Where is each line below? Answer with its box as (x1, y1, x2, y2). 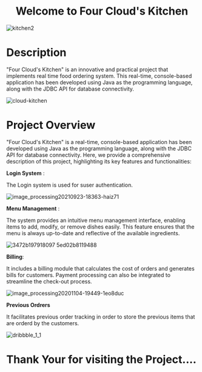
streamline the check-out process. (6, 278, 92, 285)
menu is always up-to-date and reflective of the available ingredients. (6, 229, 180, 236)
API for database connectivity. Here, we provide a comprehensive (6, 151, 171, 159)
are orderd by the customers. (6, 319, 79, 326)
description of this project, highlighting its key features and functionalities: (6, 157, 192, 165)
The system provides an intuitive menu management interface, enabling (6, 216, 186, 224)
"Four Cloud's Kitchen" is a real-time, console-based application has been (6, 138, 192, 145)
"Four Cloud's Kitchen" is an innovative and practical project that (6, 66, 169, 73)
